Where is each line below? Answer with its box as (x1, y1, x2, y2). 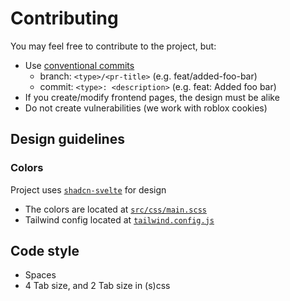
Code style (10, 243, 80, 260)
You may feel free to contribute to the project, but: (10, 40, 217, 52)
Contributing (10, 7, 119, 30)
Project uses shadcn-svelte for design (10, 183, 167, 196)
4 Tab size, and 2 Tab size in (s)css (24, 280, 171, 292)
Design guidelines (10, 131, 125, 148)
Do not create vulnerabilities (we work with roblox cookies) (24, 102, 268, 114)
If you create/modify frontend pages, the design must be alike (24, 91, 280, 103)
